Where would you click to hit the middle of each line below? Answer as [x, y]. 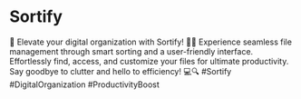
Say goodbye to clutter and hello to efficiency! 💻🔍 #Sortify [121, 71]
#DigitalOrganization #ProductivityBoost [85, 84]
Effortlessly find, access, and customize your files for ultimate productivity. [149, 61]
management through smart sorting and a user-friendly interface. [131, 51]
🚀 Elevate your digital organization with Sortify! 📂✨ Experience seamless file [151, 42]
